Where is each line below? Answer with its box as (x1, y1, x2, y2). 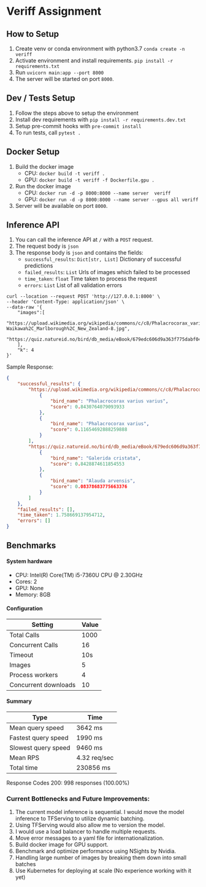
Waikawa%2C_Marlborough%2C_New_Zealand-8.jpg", (6, 326, 131, 332)
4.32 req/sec (76, 753, 114, 762)
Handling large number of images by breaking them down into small (15, 854, 187, 861)
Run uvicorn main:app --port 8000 (15, 69, 104, 76)
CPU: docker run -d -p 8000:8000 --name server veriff (24, 189, 171, 196)
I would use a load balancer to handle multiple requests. (15, 828, 157, 835)
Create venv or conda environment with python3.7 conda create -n (15, 45, 185, 52)
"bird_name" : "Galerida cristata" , (50, 455, 141, 461)
